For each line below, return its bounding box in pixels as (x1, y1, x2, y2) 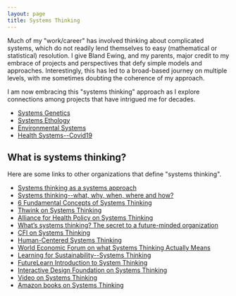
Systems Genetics (17, 109, 70, 117)
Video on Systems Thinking (17, 273, 97, 282)
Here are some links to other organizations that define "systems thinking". (7, 170, 222, 178)
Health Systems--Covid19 (17, 131, 93, 140)
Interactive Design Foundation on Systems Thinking (17, 266, 168, 275)
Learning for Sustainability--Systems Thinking (17, 251, 151, 259)
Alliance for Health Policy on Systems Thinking (17, 214, 154, 222)
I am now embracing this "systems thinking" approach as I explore (7, 87, 200, 96)
